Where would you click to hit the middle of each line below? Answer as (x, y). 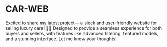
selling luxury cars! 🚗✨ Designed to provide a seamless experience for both (83, 28)
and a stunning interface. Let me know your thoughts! (61, 39)
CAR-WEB (27, 9)
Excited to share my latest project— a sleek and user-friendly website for (81, 23)
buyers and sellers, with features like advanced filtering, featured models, (82, 33)
